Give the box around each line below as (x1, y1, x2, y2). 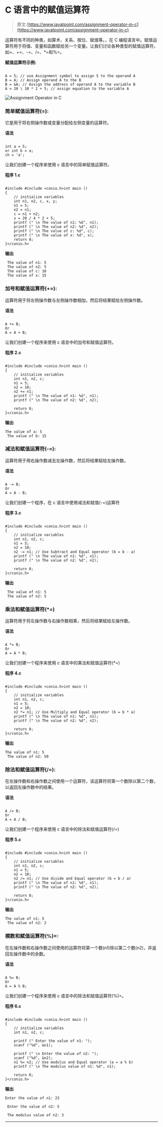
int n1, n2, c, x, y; (14, 199, 57, 204)
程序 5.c (5, 836, 21, 842)
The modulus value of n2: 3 (7, 1112, 64, 1117)
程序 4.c (5, 670, 22, 676)
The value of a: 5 (5, 429, 42, 434)
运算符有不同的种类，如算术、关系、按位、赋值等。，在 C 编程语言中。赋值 (5, 37, 153, 43)
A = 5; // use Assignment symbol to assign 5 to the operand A (5, 73, 136, 78)
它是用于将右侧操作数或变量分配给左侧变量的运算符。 (5, 120, 112, 126)
